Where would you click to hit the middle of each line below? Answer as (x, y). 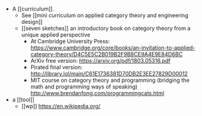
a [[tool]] (23, 100)
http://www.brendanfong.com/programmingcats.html (97, 93)
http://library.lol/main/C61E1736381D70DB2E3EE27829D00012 (109, 74)
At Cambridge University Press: (70, 41)
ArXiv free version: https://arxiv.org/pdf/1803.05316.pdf (100, 61)
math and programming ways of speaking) (84, 87)
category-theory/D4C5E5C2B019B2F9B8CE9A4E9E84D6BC (107, 54)
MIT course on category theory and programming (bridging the (110, 80)
